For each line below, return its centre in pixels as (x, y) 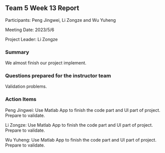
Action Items (21, 100)
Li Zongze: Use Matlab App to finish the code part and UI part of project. (79, 125)
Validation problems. (26, 87)
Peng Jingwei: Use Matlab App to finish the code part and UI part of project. (83, 110)
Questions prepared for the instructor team (58, 76)
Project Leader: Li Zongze (31, 39)
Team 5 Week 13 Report (42, 8)
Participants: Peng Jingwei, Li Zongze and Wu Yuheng (61, 20)
